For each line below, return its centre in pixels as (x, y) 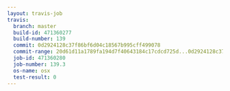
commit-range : (33, 52)
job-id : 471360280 (40, 58)
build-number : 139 (40, 39)
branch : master (35, 26)
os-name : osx (32, 70)
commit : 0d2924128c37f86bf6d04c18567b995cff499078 (87, 45)
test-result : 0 (35, 77)
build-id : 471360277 (42, 32)
